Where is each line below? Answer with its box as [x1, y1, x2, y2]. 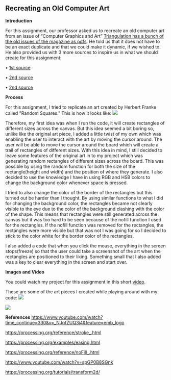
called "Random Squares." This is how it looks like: [5, 110, 111, 116]
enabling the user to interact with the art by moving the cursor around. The [5, 136, 162, 142]
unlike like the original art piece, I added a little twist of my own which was [5, 131, 162, 137]
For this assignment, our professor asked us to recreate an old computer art [5, 28, 165, 34]
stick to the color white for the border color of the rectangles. [5, 233, 134, 239]
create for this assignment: [5, 55, 62, 61]
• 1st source [5, 64, 31, 70]
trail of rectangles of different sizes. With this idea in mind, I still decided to [5, 147, 162, 153]
